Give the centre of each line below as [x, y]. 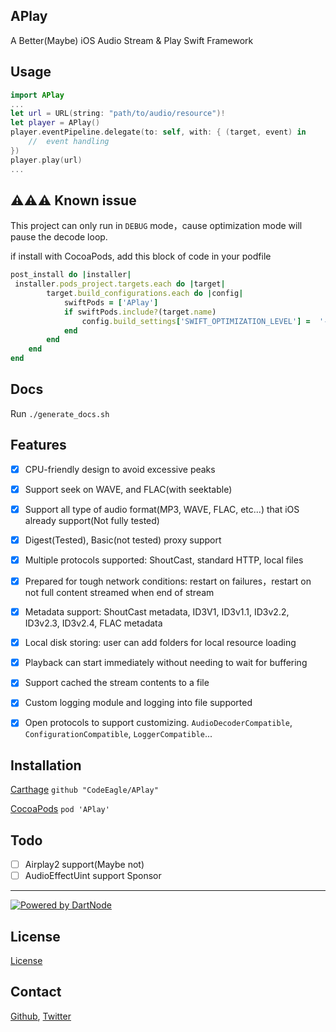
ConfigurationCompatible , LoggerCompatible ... [118, 734]
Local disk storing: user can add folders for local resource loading [160, 643]
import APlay [37, 95]
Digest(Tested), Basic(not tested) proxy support [123, 540]
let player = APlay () [55, 123]
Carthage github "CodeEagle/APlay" [84, 790]
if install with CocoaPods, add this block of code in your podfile [141, 256]
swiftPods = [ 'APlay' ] [111, 302]
